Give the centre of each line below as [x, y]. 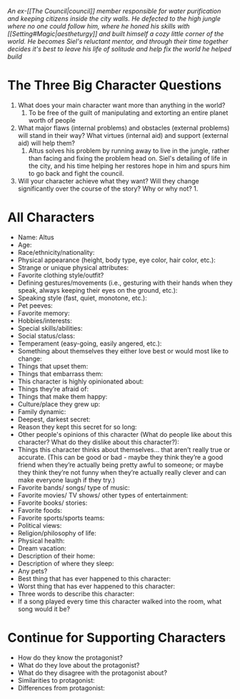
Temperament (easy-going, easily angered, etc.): [90, 343]
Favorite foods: [40, 510]
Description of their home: [56, 555]
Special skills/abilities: [50, 328]
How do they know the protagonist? [70, 658]
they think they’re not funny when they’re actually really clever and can [122, 472]
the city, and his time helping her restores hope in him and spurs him [129, 166]
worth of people [52, 120]
